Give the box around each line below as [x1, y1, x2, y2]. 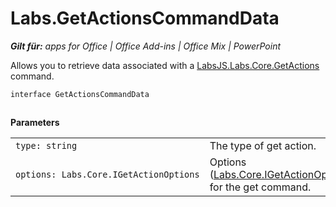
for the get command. [209, 180, 312, 194]
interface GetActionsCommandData [10, 89, 150, 99]
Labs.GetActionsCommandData [10, 7, 280, 30]
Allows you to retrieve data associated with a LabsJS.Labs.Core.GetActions [10, 59, 320, 71]
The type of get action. [209, 139, 317, 153]
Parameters [10, 117, 60, 129]
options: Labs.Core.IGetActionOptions [15, 169, 200, 181]
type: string [15, 140, 78, 152]
